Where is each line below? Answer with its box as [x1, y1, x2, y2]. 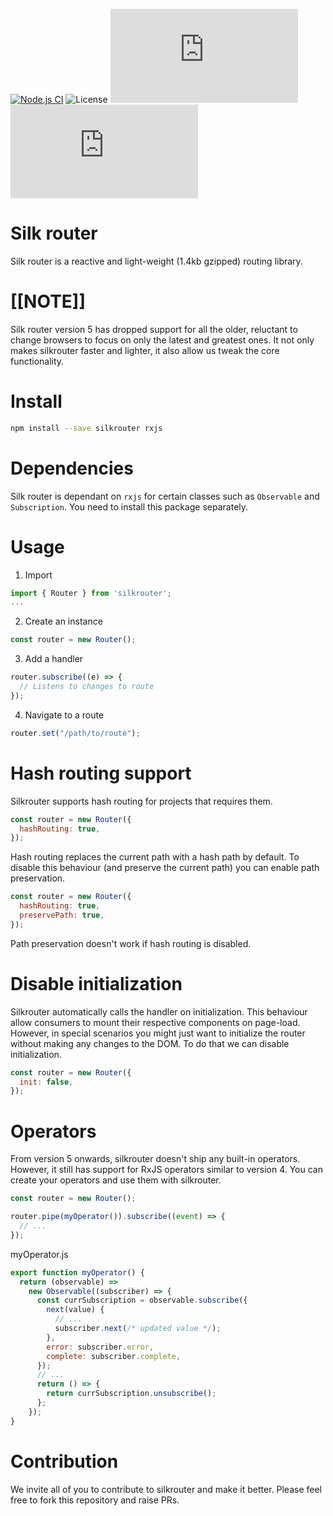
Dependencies [10, 457, 134, 479]
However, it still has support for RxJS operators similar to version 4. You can [10, 1164, 323, 1176]
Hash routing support [10, 762, 192, 784]
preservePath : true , [19, 910, 105, 920]
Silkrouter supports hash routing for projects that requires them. [10, 795, 273, 807]
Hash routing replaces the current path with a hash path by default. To [10, 851, 300, 863]
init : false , [19, 1077, 74, 1087]
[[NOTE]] [10, 290, 86, 313]
